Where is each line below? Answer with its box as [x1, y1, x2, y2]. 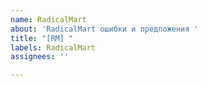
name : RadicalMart [10, 14, 87, 25]
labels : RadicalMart [10, 42, 97, 53]
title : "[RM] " [10, 33, 74, 43]
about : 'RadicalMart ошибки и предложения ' [10, 24, 199, 34]
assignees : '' [10, 52, 70, 62]
